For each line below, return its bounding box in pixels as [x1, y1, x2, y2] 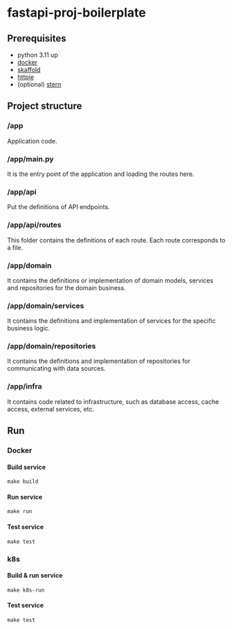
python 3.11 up [17, 51, 58, 59]
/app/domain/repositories [7, 342, 96, 351]
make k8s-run [7, 587, 45, 594]
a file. [7, 243, 23, 251]
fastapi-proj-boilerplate [7, 5, 147, 21]
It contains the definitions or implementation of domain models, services [7, 276, 213, 285]
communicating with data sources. [7, 364, 106, 373]
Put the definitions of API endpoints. [7, 203, 110, 211]
